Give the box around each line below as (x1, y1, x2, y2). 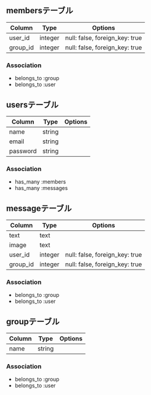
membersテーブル (6, 5, 73, 16)
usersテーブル (6, 100, 59, 110)
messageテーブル (6, 203, 72, 213)
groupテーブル (6, 317, 60, 327)
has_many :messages (14, 185, 68, 192)
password (9, 147, 37, 155)
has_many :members (14, 178, 67, 185)
